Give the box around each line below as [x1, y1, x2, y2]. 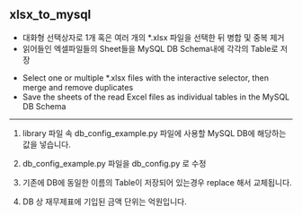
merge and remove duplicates [22, 82, 134, 92]
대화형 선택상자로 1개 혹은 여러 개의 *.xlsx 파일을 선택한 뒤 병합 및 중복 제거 [22, 31, 285, 43]
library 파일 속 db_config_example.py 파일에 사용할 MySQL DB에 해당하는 [22, 127, 287, 138]
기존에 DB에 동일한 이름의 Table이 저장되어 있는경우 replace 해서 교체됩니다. [22, 176, 292, 187]
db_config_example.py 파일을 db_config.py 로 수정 [22, 158, 207, 168]
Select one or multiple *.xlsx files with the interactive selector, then [22, 72, 270, 83]
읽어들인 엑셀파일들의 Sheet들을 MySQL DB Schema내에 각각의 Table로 [22, 43, 279, 54]
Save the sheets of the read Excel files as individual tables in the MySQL [22, 91, 290, 102]
